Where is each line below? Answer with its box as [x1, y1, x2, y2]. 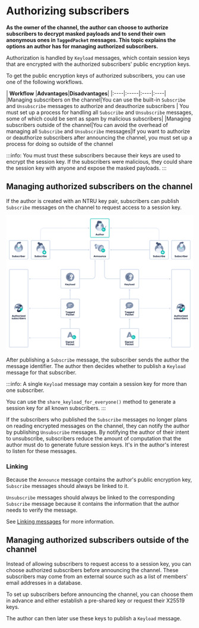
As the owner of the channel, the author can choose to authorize [6, 24, 169, 31]
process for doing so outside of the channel [6, 140, 113, 147]
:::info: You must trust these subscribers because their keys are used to [6, 151, 181, 158]
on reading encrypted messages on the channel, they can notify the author [6, 423, 189, 430]
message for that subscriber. [6, 369, 77, 376]
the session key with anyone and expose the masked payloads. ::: [6, 164, 167, 172]
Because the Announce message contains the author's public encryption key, [6, 476, 192, 483]
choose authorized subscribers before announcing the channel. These [6, 566, 179, 573]
